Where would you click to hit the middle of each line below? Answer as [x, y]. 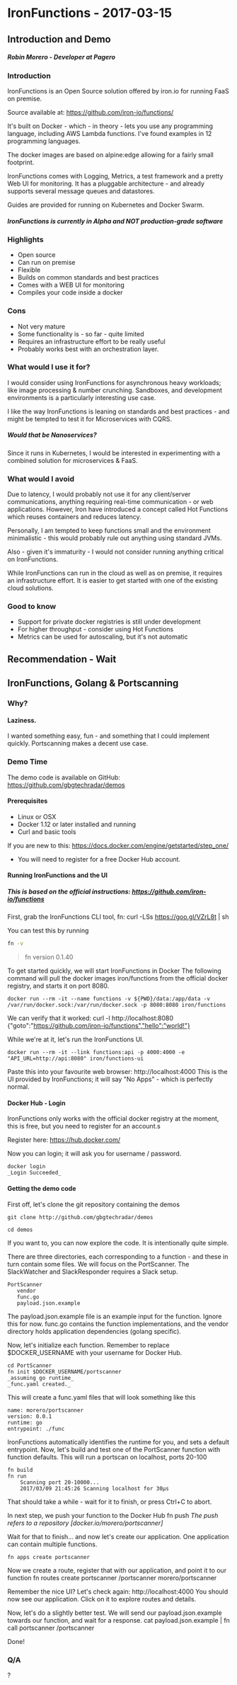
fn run [17, 1476]
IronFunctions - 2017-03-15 [90, 13]
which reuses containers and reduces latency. [74, 517]
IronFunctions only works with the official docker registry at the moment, [113, 1119]
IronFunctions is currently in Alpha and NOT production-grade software [115, 221]
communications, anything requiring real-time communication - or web [110, 502]
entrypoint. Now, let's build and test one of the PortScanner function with [114, 1449]
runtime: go [25, 1422]
